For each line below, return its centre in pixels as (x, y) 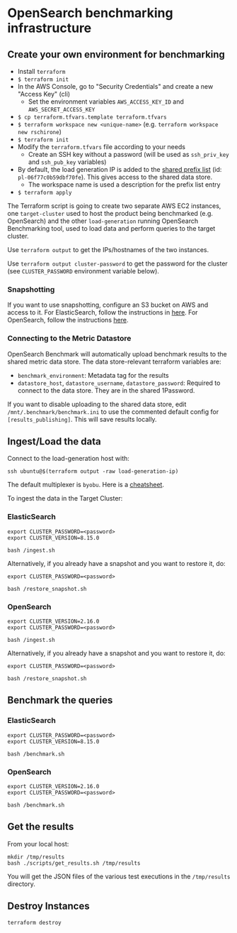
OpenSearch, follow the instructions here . (68, 320)
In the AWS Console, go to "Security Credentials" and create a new (115, 86)
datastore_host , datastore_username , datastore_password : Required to (119, 383)
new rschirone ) (39, 132)
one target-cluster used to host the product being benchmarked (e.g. (110, 213)
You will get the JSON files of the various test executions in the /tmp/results (119, 876)
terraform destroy (34, 922)
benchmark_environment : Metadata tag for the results (93, 375)
